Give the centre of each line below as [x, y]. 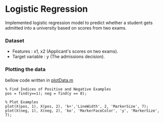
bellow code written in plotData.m [39, 80]
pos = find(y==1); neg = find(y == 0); [46, 93]
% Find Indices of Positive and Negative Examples [58, 89]
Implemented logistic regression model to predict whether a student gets [79, 23]
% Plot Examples [22, 102]
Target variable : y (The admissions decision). [58, 57]
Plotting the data [25, 69]
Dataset [15, 40]
